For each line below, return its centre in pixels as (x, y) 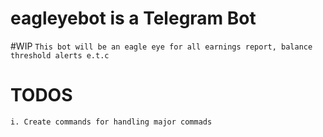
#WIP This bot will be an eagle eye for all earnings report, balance (161, 46)
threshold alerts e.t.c (60, 55)
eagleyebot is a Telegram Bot (133, 18)
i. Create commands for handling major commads (111, 122)
